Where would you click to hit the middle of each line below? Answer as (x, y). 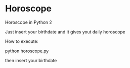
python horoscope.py (27, 51)
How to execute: (22, 41)
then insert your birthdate (31, 60)
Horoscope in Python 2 (29, 22)
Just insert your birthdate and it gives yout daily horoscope (65, 32)
